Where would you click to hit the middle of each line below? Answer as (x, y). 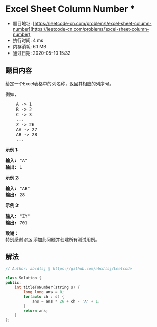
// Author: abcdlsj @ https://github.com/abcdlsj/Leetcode (69, 269)
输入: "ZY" (18, 216)
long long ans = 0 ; (44, 292)
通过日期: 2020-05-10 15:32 (41, 53)
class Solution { (23, 278)
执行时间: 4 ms (28, 40)
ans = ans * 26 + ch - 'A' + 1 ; (66, 301)
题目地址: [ (23, 23)
